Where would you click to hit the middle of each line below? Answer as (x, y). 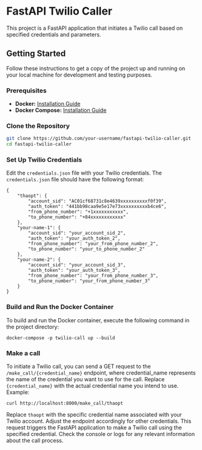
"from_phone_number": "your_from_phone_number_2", (93, 244)
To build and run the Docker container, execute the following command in (98, 320)
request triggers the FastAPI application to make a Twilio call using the (94, 427)
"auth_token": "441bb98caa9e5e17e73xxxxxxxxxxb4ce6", (97, 207)
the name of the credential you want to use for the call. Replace (86, 379)
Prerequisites (26, 91)
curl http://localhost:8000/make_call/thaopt (65, 403)
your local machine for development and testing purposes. (79, 75)
